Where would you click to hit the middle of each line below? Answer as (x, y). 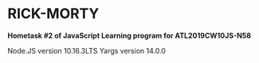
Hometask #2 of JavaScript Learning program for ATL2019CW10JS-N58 (129, 35)
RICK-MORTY (53, 14)
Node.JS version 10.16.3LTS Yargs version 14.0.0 (87, 50)
